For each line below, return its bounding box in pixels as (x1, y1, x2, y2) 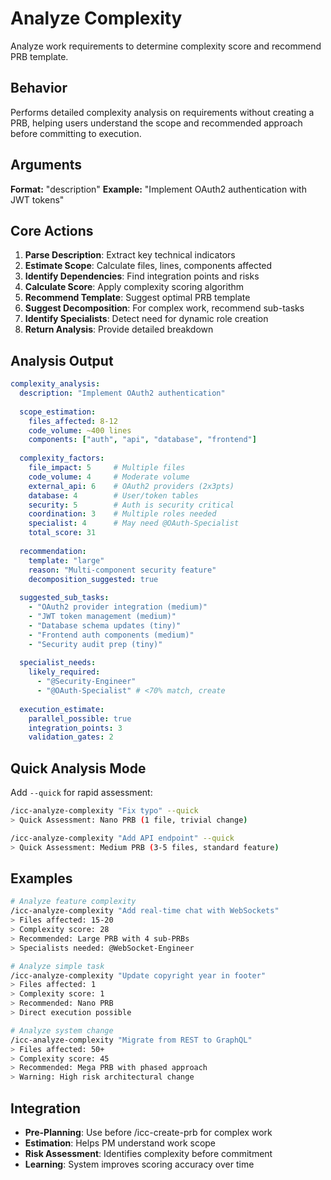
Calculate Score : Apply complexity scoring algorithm (24, 281, 245, 293)
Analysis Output (10, 352, 114, 369)
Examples (10, 870, 73, 887)
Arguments (10, 157, 83, 174)
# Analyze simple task (10, 961, 105, 971)
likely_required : (28, 667, 101, 677)
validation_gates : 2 (28, 732, 114, 742)
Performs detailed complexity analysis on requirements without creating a (10, 106, 315, 118)
